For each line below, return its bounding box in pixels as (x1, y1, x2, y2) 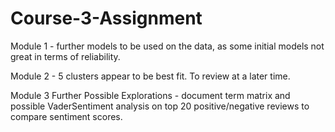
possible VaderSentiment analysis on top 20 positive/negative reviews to (10, 100, 310, 112)
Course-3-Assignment (10, 7, 203, 30)
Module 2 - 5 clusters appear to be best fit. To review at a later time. (10, 70, 291, 82)
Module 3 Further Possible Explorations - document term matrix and (10, 89, 291, 101)
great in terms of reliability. (10, 50, 121, 62)
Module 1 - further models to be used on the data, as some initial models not (10, 40, 325, 52)
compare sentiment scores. (10, 110, 123, 122)
